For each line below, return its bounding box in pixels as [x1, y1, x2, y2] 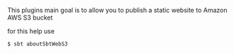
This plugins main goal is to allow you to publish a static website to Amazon [7, 6, 228, 14]
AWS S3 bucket [7, 13, 53, 22]
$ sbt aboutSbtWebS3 [7, 41, 69, 48]
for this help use [7, 27, 55, 35]
